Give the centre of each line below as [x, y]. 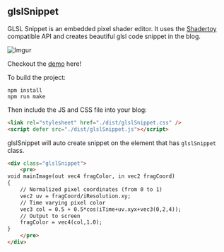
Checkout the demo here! [45, 64]
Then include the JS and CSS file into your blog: [77, 110]
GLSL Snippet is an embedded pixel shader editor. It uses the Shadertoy [112, 28]
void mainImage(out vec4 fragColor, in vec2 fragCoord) [91, 176]
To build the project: [36, 77]
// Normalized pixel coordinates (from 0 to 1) [91, 190]
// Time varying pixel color [63, 202]
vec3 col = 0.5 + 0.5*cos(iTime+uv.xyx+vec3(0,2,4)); [101, 209]
